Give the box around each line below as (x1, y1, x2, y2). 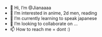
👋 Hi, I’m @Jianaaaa (9, 5, 51, 10)
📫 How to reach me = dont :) (9, 26, 70, 32)
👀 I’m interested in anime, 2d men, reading (9, 10, 97, 16)
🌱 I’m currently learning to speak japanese (9, 15, 97, 21)
